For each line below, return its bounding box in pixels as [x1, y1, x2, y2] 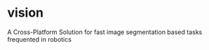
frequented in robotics [7, 35, 72, 43]
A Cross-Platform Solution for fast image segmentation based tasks [7, 28, 203, 36]
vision [7, 5, 44, 21]
